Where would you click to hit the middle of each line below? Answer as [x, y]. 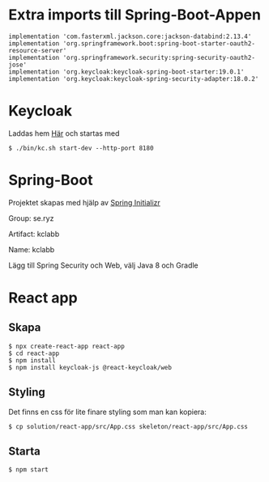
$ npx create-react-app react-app [67, 346]
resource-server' [38, 50]
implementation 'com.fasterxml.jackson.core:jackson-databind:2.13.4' [130, 36]
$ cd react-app [34, 353]
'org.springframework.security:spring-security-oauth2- [159, 57]
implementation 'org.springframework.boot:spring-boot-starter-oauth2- [132, 43]
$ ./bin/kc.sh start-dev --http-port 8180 [81, 148]
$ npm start [28, 470]
